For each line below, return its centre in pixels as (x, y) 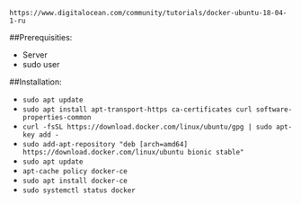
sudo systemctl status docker (79, 191)
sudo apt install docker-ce (75, 181)
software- (274, 110)
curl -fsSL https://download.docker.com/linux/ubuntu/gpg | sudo (147, 127)
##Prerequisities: (41, 37)
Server (35, 55)
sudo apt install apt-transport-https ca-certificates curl (137, 110)
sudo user (41, 64)
